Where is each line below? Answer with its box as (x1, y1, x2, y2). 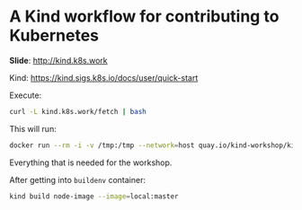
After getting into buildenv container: (9, 174, 147, 185)
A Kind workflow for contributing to (9, 6, 280, 27)
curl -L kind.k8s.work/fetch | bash (9, 107, 147, 116)
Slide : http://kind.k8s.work (9, 55, 108, 66)
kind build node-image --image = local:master (9, 191, 179, 201)
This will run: (9, 123, 57, 134)
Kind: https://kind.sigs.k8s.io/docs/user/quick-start (9, 72, 199, 83)
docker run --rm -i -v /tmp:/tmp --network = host (9, 141, 195, 150)
